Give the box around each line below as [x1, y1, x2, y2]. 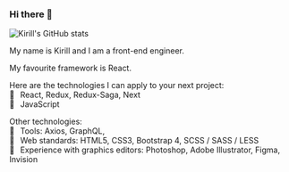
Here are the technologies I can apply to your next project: [9, 80, 225, 91]
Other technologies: [9, 116, 82, 127]
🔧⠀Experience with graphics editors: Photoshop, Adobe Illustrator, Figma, [9, 144, 280, 155]
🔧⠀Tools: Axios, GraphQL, [9, 126, 106, 136]
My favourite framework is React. [9, 62, 132, 74]
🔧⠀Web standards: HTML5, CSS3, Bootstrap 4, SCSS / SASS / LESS [9, 135, 259, 146]
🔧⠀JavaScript [9, 99, 60, 110]
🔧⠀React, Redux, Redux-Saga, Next [9, 89, 141, 101]
